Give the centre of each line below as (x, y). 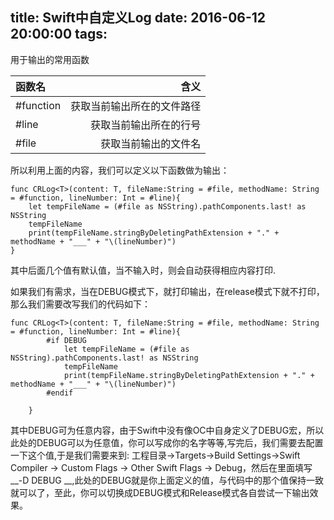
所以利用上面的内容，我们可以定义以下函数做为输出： (120, 170)
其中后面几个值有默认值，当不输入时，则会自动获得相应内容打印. (143, 270)
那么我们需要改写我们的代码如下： (80, 304)
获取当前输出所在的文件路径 (136, 106)
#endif (60, 393)
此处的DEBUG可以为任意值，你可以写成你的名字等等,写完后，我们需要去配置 (167, 442)
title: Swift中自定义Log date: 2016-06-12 (138, 18)
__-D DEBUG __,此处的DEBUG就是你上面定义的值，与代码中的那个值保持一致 (167, 480)
